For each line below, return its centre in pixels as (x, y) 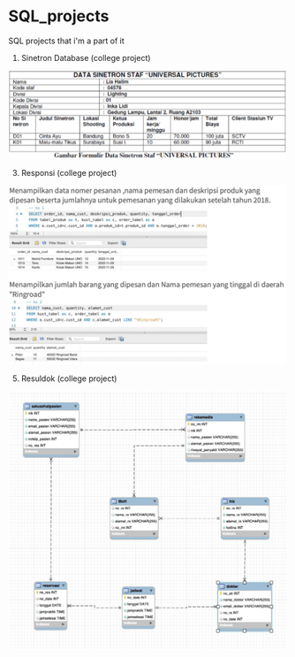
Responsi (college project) (69, 172)
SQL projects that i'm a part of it (66, 41)
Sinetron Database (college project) (86, 57)
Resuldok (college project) (69, 378)
